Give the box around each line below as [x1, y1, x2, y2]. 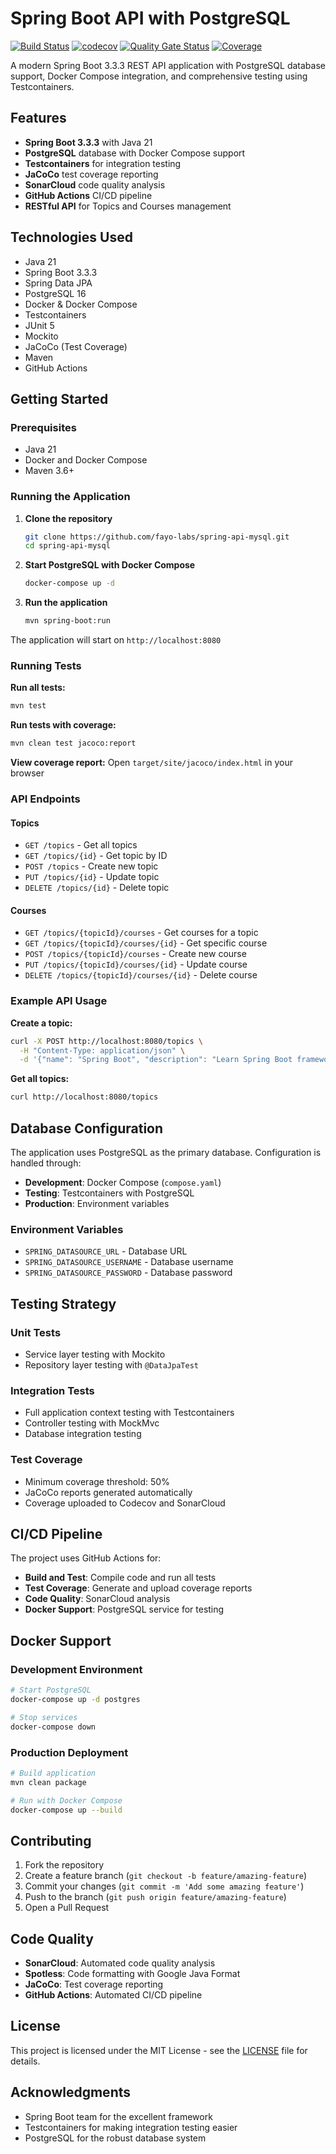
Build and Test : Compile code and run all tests [24, 1572, 217, 1584]
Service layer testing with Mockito [24, 1348, 166, 1361]
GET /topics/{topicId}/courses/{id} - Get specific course [24, 937, 268, 949]
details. [10, 2055, 41, 2067]
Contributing [10, 1832, 92, 1849]
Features [10, 110, 67, 127]
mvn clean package [10, 1777, 87, 1787]
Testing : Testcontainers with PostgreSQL [24, 1187, 195, 1199]
